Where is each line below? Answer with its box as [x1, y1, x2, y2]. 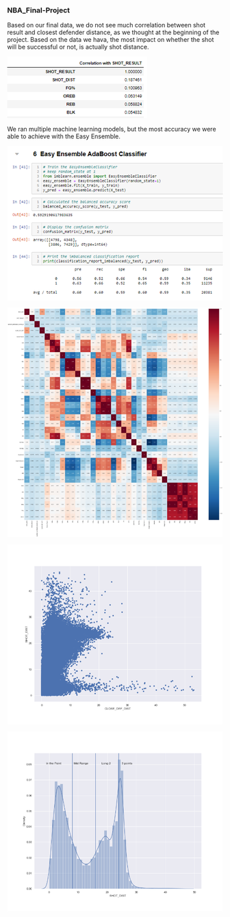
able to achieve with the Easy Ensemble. [7, 132, 121, 140]
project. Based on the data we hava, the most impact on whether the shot [7, 36, 214, 44]
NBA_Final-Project [7, 5, 71, 15]
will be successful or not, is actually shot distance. [7, 43, 149, 51]
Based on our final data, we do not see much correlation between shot [7, 21, 206, 29]
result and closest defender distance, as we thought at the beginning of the [7, 28, 220, 36]
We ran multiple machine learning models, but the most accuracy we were [7, 125, 217, 134]
